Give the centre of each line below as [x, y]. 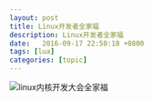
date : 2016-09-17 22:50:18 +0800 [77, 43]
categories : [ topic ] [49, 60]
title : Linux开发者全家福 [55, 26]
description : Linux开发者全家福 [67, 35]
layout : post [34, 18]
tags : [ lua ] [32, 52]
